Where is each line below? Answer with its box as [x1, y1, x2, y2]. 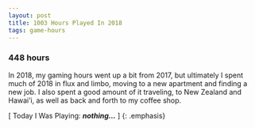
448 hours [8, 52, 50, 63]
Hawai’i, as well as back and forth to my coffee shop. [8, 96, 182, 105]
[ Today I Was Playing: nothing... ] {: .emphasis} [8, 111, 166, 120]
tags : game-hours [8, 26, 66, 34]
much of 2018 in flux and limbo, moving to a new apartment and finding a [8, 78, 248, 88]
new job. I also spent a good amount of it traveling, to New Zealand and [8, 87, 242, 96]
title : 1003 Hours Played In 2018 [8, 19, 123, 27]
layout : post [8, 11, 52, 20]
